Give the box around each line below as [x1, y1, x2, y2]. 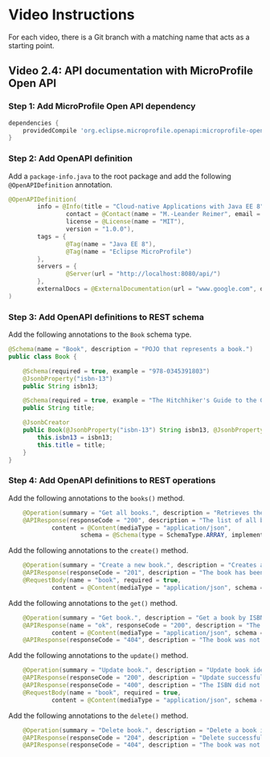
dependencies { [8, 119, 59, 127]
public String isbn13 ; [22, 382, 99, 391]
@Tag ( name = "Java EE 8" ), [65, 239, 157, 248]
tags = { [37, 232, 67, 240]
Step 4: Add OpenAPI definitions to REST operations [8, 475, 216, 486]
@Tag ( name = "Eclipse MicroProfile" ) [65, 248, 193, 256]
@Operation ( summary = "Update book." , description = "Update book [22, 666, 250, 674]
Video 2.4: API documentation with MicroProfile [8, 64, 253, 78]
